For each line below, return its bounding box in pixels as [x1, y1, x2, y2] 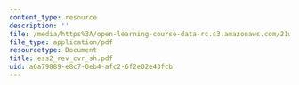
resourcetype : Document [9, 46, 98, 55]
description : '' [9, 21, 69, 30]
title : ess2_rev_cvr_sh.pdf [9, 54, 114, 63]
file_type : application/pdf [9, 37, 114, 47]
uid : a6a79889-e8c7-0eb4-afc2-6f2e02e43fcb [9, 63, 174, 72]
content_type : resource [9, 12, 98, 22]
